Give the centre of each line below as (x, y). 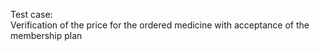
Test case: (31, 14)
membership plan (46, 35)
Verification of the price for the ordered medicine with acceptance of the (160, 25)
